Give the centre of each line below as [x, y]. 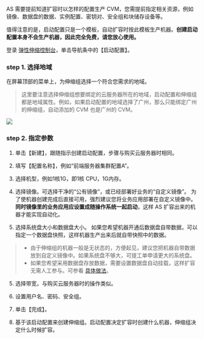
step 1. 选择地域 [29, 67]
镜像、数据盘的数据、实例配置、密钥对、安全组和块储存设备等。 [86, 16]
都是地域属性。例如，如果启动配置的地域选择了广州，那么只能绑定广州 [109, 102]
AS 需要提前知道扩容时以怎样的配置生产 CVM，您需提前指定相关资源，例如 [100, 9]
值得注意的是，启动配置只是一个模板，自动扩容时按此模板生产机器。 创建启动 [102, 29]
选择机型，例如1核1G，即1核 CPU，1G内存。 [70, 179]
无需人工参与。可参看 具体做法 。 [71, 270]
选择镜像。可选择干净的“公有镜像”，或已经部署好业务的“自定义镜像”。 [102, 191]
